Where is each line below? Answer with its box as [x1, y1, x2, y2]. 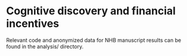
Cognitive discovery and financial [6, 4, 176, 18]
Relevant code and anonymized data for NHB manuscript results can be [6, 36, 182, 43]
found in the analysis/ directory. [6, 43, 84, 50]
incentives [6, 17, 59, 30]
